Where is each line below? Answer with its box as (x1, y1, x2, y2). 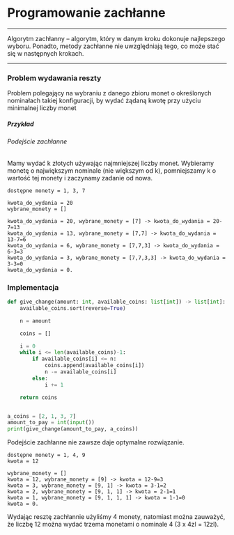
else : (32, 375, 49, 382)
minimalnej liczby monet (7, 104, 77, 112)
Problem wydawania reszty (7, 73, 102, 83)
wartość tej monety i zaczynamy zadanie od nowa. (7, 173, 153, 182)
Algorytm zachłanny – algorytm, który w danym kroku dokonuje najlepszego (7, 34, 226, 42)
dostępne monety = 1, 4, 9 (7, 451, 86, 459)
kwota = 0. (7, 500, 39, 508)
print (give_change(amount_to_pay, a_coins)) (7, 426, 139, 433)
